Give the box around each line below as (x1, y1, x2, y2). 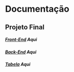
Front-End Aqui (5, 37, 37, 43)
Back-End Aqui (5, 49, 37, 55)
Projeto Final (5, 23, 45, 31)
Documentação (5, 3, 70, 15)
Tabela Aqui (5, 61, 31, 67)
